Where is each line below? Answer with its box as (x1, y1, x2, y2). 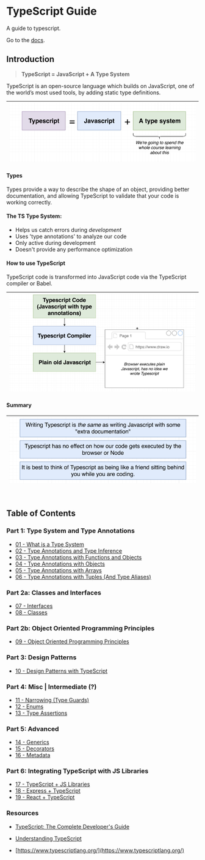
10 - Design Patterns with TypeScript (15, 667, 108, 675)
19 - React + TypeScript (15, 794, 75, 801)
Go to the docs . (6, 36, 45, 43)
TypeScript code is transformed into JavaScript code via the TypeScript (6, 273, 187, 280)
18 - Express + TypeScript (15, 787, 81, 795)
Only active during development (15, 239, 96, 246)
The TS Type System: (6, 212, 62, 220)
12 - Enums (15, 703, 44, 710)
